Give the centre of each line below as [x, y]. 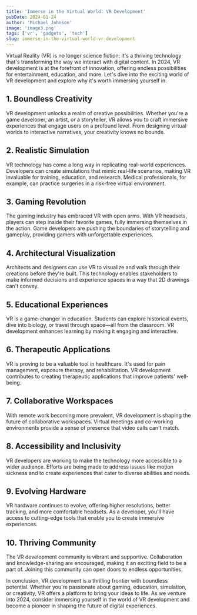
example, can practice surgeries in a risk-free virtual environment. [86, 183]
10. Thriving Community [51, 542]
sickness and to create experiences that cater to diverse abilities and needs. [98, 473]
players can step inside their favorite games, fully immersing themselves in [96, 222]
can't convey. [23, 286]
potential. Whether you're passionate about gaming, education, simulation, [96, 587]
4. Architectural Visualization [61, 253]
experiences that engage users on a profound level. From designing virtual [96, 126]
